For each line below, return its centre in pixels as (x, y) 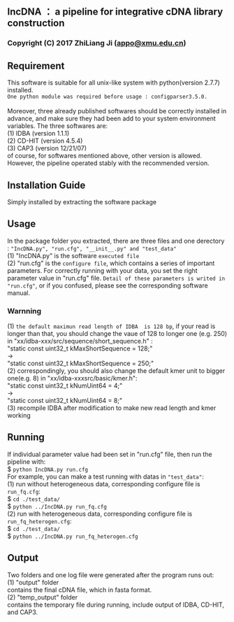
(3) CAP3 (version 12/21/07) (47, 148)
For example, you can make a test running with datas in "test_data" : (105, 476)
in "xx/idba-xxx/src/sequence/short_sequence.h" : (80, 341)
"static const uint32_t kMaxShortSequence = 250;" (81, 363)
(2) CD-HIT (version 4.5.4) (45, 141)
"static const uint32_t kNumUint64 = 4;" (65, 386)
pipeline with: (27, 461)
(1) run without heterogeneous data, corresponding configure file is (104, 483)
